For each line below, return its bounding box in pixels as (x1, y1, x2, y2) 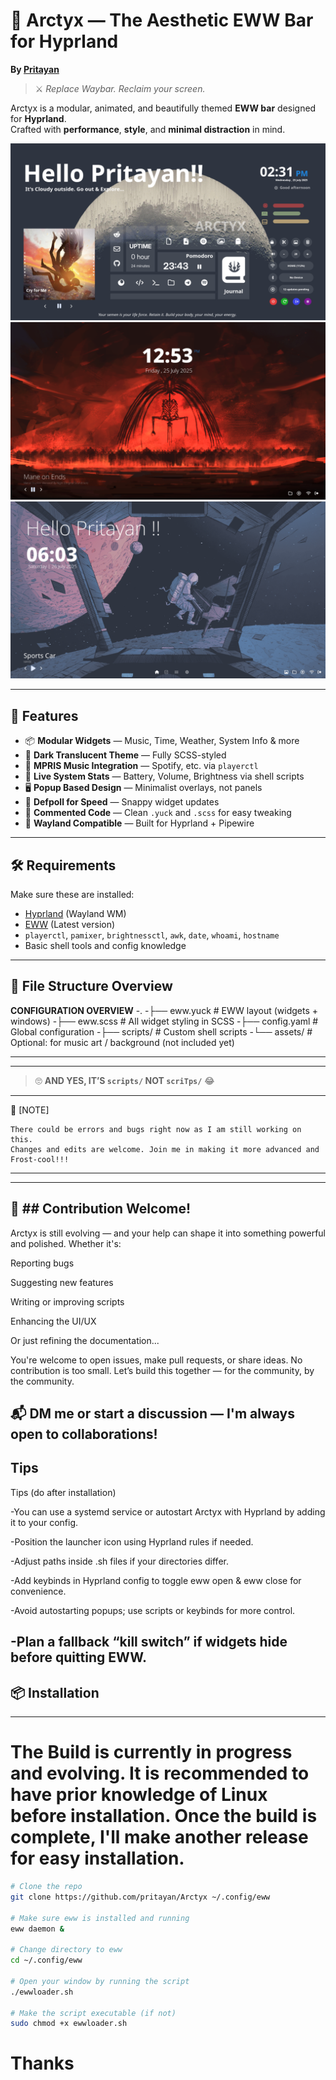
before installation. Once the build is (10, 1805, 318, 1828)
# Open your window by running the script (10, 1976, 190, 1986)
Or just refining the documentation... (10, 1334, 160, 1346)
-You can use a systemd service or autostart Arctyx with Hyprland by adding (10, 1505, 326, 1518)
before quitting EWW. (10, 1649, 148, 1666)
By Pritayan (10, 63, 60, 75)
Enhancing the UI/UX (10, 1315, 97, 1327)
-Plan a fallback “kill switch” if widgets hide (10, 1634, 288, 1651)
